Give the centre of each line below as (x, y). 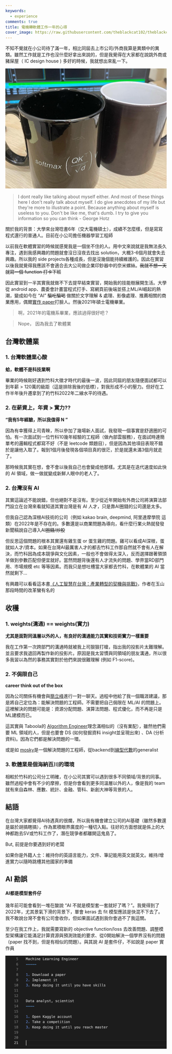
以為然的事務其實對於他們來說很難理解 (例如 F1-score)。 (78, 660)
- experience (24, 16)
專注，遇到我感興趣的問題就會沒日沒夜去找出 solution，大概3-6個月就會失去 (85, 253)
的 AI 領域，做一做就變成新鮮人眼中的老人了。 (54, 474)
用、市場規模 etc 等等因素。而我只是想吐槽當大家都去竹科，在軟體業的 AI (82, 567)
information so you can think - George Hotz (64, 219)
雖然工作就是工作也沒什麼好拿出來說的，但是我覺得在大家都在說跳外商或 (90, 55)
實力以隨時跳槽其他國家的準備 (41, 861)
